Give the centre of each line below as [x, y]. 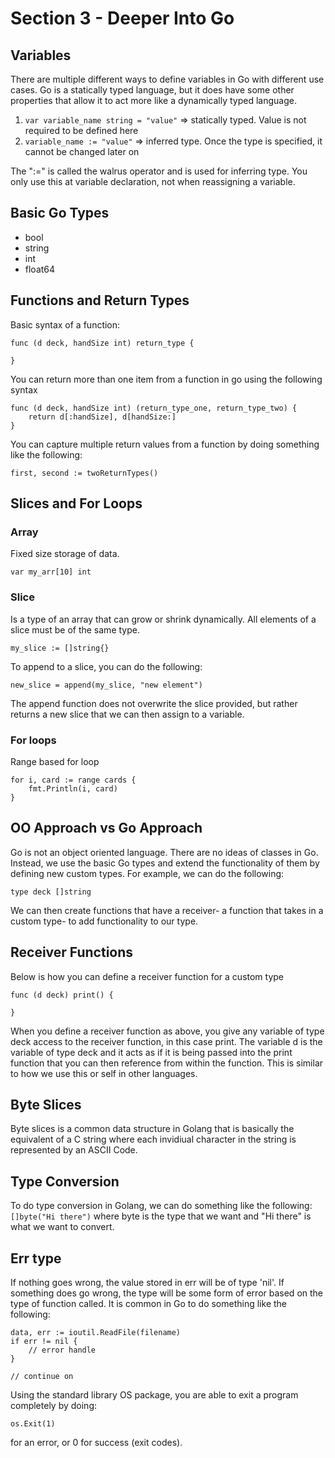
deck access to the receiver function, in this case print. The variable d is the [166, 1041]
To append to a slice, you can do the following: [106, 666]
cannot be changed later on [82, 151]
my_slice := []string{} [60, 648]
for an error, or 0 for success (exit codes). [96, 1442]
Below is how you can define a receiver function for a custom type [147, 976]
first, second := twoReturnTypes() [84, 473]
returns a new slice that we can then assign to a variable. [127, 714]
